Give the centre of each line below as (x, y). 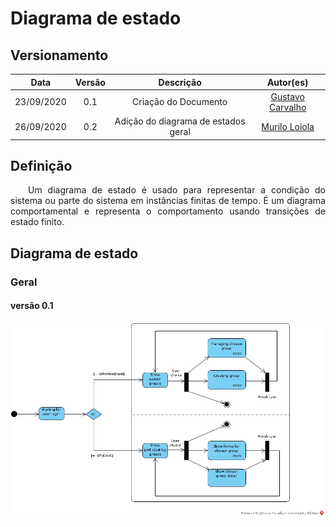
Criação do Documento (180, 102)
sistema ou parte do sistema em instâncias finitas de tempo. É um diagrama (168, 201)
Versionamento (59, 55)
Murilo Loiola (288, 126)
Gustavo (287, 96)
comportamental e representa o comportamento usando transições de (168, 211)
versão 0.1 (32, 306)
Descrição (180, 82)
